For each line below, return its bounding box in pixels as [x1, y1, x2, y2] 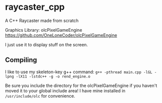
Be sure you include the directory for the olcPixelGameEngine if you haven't [5, 82, 158, 88]
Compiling [5, 56, 38, 64]
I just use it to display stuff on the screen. [5, 41, 88, 47]
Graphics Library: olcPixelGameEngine [5, 27, 82, 33]
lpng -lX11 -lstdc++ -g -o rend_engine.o [5, 74, 91, 79]
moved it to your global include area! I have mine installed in [5, 87, 126, 94]
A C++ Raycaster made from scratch [5, 18, 79, 23]
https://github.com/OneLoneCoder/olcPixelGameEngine [5, 32, 117, 38]
